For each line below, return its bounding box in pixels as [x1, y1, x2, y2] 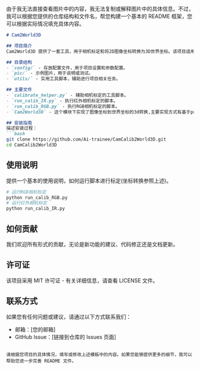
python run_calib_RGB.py [6, 194, 68, 200]
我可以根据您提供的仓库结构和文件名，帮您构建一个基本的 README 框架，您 [6, 13, 193, 20]
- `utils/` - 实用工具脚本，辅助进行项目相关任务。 [6, 76, 121, 82]
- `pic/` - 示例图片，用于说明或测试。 [6, 71, 93, 77]
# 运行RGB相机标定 [6, 189, 46, 195]
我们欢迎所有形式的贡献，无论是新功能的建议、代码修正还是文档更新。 [6, 241, 179, 248]
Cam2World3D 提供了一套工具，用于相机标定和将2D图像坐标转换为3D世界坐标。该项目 [6, 48, 186, 54]
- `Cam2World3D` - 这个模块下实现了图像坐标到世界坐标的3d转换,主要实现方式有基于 [6, 109, 191, 115]
